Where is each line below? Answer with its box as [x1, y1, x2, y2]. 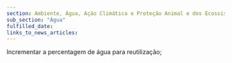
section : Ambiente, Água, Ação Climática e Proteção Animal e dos [6, 10, 202, 17]
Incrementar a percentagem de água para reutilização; [6, 48, 162, 56]
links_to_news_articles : [6, 29, 78, 36]
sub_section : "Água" [6, 16, 66, 23]
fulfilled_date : [6, 23, 53, 29]
